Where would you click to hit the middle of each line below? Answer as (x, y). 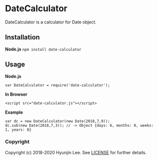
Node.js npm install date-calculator (43, 49)
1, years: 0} (18, 130)
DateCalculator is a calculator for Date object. (51, 22)
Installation (22, 37)
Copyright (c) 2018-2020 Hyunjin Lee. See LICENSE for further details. (76, 152)
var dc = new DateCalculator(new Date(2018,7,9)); (58, 121)
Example (14, 112)
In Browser (16, 94)
